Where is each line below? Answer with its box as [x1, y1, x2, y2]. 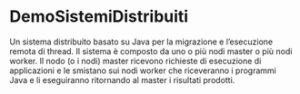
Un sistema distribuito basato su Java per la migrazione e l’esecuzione [9, 36, 274, 47]
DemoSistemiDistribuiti [9, 6, 189, 27]
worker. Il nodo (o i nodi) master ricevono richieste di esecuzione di [9, 55, 262, 66]
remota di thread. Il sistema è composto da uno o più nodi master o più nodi [9, 45, 293, 56]
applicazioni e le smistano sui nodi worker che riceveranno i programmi [9, 65, 277, 76]
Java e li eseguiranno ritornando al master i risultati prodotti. [9, 74, 235, 85]
